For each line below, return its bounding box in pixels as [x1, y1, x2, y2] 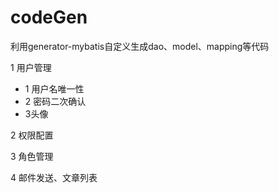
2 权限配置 [10, 129, 54, 141]
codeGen [10, 6, 88, 29]
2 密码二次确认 [24, 95, 87, 107]
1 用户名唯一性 [24, 82, 85, 95]
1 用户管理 [10, 61, 52, 73]
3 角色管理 [10, 150, 54, 162]
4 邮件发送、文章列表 [10, 171, 98, 183]
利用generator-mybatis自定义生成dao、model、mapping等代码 [10, 40, 270, 52]
